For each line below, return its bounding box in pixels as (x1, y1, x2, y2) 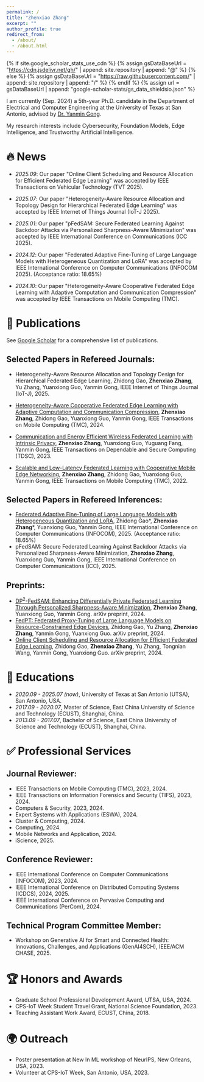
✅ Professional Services (6, 744, 132, 758)
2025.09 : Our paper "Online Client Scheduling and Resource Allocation (15, 170, 194, 177)
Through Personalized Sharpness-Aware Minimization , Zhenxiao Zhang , (15, 603, 197, 611)
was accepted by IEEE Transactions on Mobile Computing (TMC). (15, 295, 180, 302)
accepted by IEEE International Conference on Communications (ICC (15, 233, 188, 240)
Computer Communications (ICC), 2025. (15, 563, 117, 570)
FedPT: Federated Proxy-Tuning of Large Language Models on (15, 616, 172, 624)
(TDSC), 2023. (15, 452, 52, 460)
